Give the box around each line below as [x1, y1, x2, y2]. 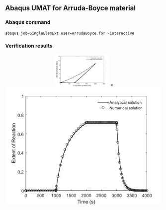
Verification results [5, 42, 53, 49]
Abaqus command [5, 19, 51, 26]
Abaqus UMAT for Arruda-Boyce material [5, 4, 136, 12]
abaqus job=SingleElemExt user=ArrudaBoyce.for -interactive [5, 31, 135, 36]
